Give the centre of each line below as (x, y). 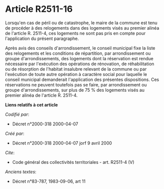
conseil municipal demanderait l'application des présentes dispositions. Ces (82, 79)
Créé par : (15, 133)
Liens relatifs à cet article (32, 105)
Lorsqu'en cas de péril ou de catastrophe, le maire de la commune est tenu (81, 23)
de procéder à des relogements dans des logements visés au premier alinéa (82, 28)
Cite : (10, 152)
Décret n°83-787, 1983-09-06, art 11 (49, 181)
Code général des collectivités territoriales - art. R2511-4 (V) (73, 162)
